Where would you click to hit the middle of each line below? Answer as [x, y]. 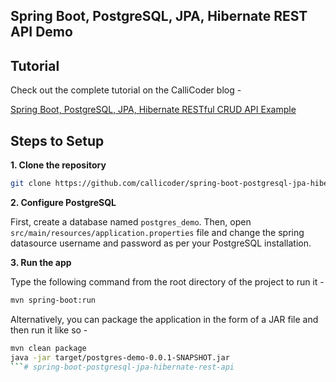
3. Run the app [41, 262]
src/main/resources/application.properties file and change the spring [157, 232]
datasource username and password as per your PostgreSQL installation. [161, 243]
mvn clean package [48, 348]
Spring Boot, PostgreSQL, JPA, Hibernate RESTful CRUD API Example [153, 110]
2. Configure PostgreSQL [63, 202]
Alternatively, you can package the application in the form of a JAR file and [164, 319]
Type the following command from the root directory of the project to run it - [167, 281]
